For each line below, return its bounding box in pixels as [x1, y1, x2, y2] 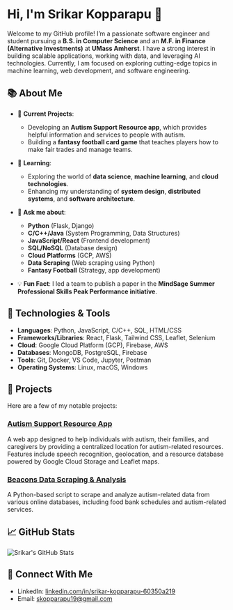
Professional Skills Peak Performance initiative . [17, 287, 158, 296]
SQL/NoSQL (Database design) [27, 243, 118, 252]
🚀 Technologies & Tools [7, 307, 111, 319]
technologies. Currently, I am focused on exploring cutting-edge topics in [7, 59, 218, 67]
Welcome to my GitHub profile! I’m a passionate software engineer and [7, 29, 210, 38]
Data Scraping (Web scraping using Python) [27, 258, 155, 267]
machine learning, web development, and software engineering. [7, 66, 191, 75]
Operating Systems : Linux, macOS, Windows [17, 363, 148, 372]
